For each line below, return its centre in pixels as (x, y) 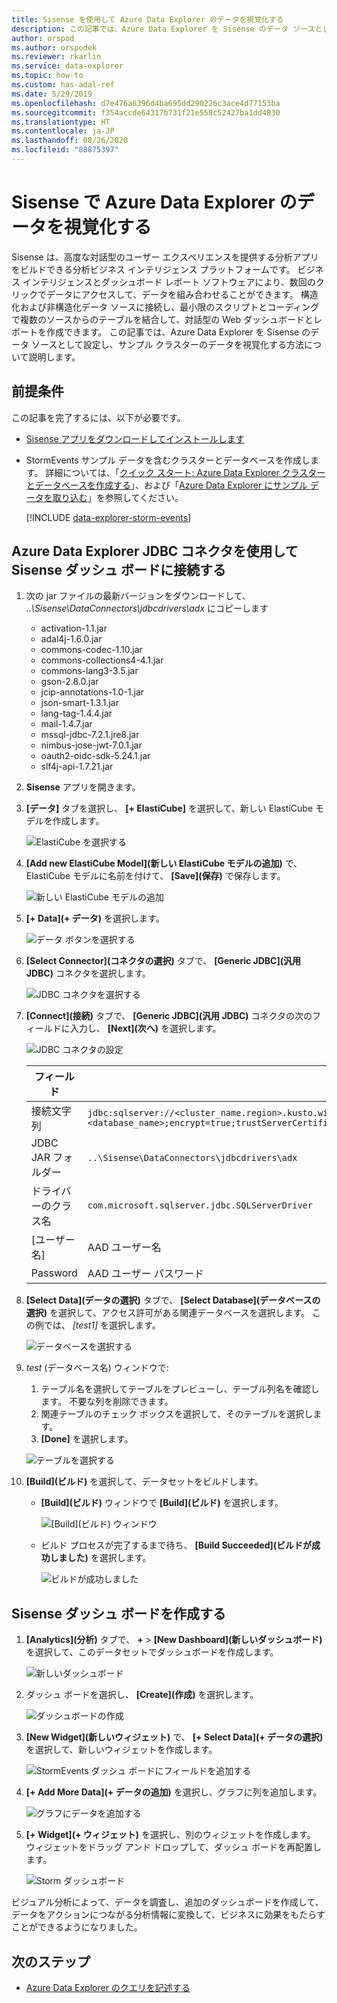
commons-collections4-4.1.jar (102, 660)
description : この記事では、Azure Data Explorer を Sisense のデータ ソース (163, 29)
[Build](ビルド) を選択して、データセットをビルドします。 (144, 1482)
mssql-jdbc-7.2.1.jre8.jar (90, 735)
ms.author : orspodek (54, 47)
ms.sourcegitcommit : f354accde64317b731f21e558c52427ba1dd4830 (146, 112)
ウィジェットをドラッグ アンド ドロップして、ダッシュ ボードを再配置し (173, 1847)
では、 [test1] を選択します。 (102, 1325)
